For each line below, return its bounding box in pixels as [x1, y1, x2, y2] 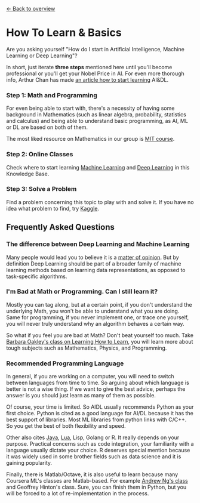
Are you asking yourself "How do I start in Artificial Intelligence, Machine [6, 45, 185, 53]
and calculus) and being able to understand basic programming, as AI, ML [6, 118, 188, 125]
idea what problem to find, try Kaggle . [6, 205, 100, 212]
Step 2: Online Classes [6, 150, 73, 159]
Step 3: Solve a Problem [6, 185, 77, 193]
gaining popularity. [6, 459, 53, 467]
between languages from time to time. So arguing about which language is [6, 379, 189, 387]
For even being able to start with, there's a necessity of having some [6, 104, 175, 112]
